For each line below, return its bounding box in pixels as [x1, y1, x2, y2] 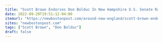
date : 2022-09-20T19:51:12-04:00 [5, 12, 73, 16]
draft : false [5, 29, 32, 34]
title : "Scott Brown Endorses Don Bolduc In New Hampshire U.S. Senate [5, 7, 153, 12]
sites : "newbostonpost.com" [5, 20, 62, 26]
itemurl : [5, 16, 23, 21]
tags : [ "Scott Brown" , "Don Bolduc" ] [5, 25, 81, 30]
